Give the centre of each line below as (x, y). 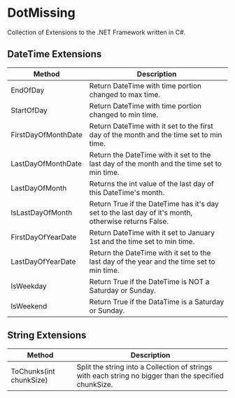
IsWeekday (29, 286)
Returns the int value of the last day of (152, 183)
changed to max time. (125, 94)
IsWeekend (29, 306)
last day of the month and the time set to (156, 164)
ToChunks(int (33, 371)
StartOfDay (29, 110)
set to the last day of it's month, (141, 213)
